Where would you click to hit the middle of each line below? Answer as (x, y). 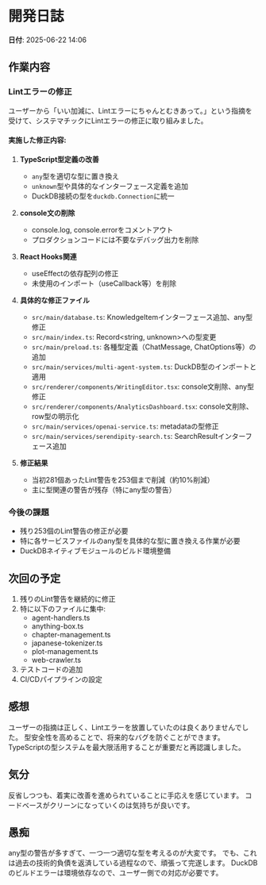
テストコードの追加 (51, 669)
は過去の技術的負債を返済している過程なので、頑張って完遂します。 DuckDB (133, 863)
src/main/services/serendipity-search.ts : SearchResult (125, 436)
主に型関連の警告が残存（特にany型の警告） (104, 490)
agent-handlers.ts (61, 618)
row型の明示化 (55, 416)
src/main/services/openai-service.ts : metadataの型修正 (125, 426)
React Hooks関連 (48, 256)
